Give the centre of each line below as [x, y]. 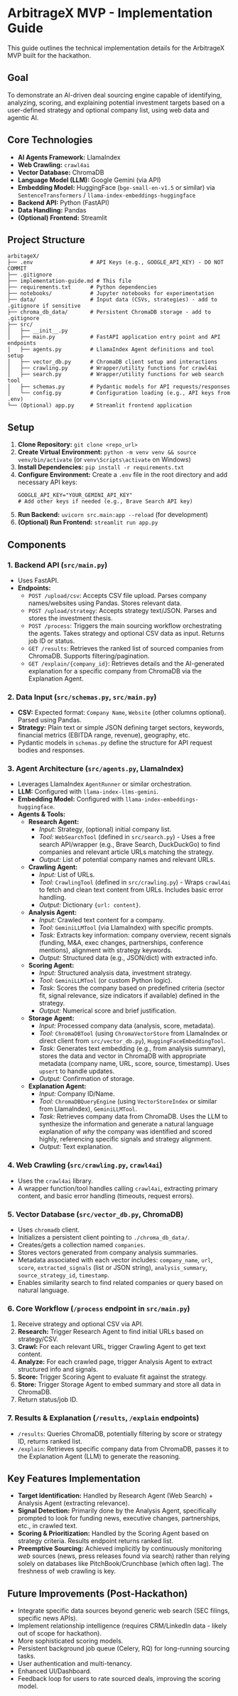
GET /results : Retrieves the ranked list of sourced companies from [126, 648]
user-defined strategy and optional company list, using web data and [108, 110]
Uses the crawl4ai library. [55, 1180]
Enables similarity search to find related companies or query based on [120, 1283]
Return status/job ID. [48, 1399]
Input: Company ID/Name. [77, 1094]
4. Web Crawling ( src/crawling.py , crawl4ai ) [85, 1166]
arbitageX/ [23, 256]
